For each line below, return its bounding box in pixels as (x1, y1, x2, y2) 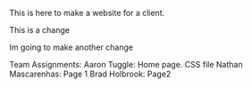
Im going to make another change (9, 42, 134, 52)
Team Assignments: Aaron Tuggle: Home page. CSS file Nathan (9, 60, 243, 69)
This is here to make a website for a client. (9, 8, 165, 18)
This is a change (9, 25, 70, 35)
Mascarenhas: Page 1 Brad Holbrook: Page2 (9, 68, 172, 79)
